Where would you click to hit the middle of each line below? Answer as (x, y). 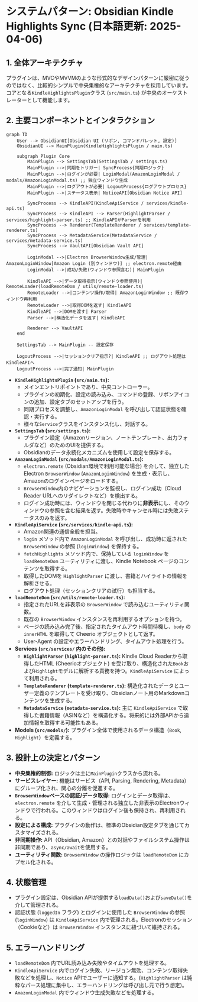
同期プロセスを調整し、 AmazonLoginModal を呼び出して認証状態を (102, 409)
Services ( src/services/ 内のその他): (60, 648)
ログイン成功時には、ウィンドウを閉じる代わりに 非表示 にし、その (104, 503)
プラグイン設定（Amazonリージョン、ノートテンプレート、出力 (100, 437)
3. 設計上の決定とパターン (53, 758)
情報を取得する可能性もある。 (65, 722)
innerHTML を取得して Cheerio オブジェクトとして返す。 (91, 633)
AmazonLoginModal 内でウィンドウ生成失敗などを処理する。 (86, 993)
